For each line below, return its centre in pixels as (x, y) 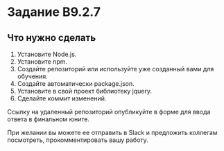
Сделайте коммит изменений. (62, 98)
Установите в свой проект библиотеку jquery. (85, 91)
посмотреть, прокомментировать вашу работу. (78, 140)
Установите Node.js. (47, 54)
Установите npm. (42, 62)
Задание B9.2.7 (54, 12)
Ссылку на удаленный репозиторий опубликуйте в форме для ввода (109, 112)
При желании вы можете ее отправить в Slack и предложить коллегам (112, 133)
